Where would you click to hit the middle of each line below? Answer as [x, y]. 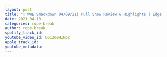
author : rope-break [25, 28]
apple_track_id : [22, 42]
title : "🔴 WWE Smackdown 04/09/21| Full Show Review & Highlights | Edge [84, 14]
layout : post [19, 10]
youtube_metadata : [24, 47]
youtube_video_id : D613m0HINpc [38, 38]
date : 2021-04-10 [23, 19]
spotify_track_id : [24, 33]
